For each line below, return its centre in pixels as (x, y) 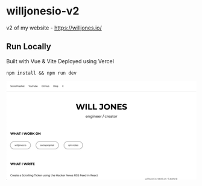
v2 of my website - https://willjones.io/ (54, 28)
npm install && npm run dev (42, 73)
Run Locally (29, 47)
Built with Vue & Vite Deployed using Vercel (60, 61)
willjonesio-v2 (43, 11)
